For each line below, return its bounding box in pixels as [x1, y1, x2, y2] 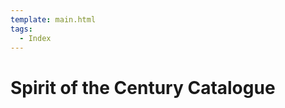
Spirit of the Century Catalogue [10, 76, 276, 99]
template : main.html [10, 14, 97, 25]
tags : [10, 24, 33, 34]
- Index [19, 33, 52, 43]
